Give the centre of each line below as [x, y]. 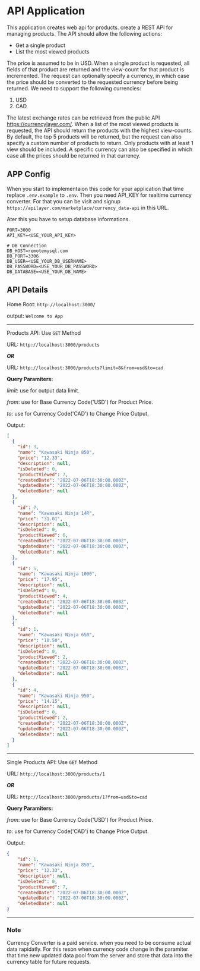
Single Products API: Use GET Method [52, 762]
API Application [46, 11]
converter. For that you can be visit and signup [64, 201]
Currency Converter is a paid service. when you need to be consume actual [99, 943]
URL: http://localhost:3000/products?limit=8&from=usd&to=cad [85, 367]
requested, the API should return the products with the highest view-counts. [100, 130]
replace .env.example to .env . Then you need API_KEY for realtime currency [99, 195]
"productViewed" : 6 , [43, 535]
